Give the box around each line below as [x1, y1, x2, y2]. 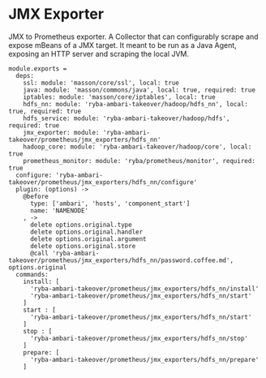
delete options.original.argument [29, 234, 148, 243]
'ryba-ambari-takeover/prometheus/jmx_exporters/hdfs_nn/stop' [29, 334, 249, 342]
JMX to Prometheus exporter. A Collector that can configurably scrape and [8, 32, 259, 41]
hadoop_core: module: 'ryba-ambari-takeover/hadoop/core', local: [23, 143, 252, 151]
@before [23, 192, 49, 200]
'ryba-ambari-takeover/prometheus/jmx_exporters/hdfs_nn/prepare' [29, 355, 260, 363]
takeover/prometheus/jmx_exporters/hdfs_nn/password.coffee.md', [8, 256, 234, 264]
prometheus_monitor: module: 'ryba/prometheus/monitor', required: [23, 157, 255, 165]
